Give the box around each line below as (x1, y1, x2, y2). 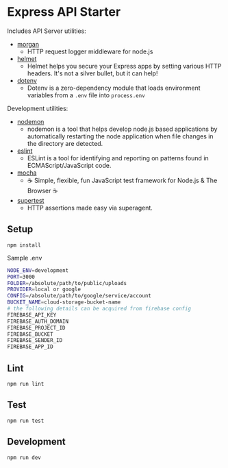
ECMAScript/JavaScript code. (27, 161, 112, 169)
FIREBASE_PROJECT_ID (7, 324, 66, 331)
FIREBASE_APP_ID (7, 343, 53, 350)
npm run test (7, 417, 45, 424)
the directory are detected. (27, 139, 103, 147)
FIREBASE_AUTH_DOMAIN (7, 318, 69, 325)
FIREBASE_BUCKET (7, 330, 53, 338)
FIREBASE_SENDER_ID (7, 337, 63, 344)
